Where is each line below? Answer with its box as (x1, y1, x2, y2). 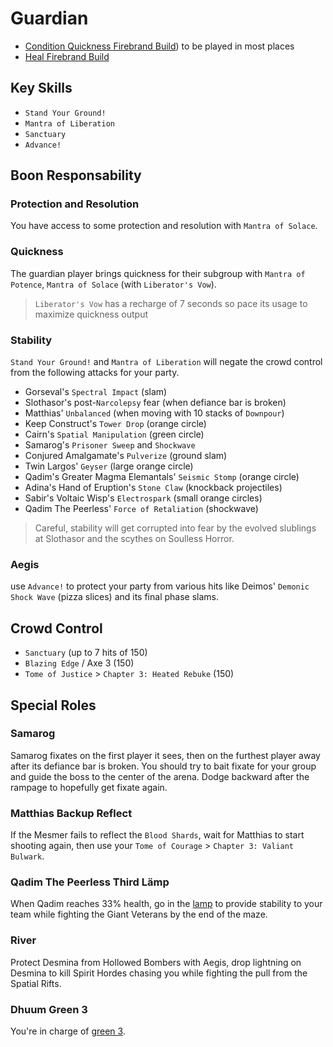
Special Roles (10, 697, 97, 714)
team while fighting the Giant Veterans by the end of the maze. (10, 908, 268, 921)
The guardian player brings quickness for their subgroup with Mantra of (10, 267, 306, 279)
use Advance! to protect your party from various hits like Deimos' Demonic (10, 580, 310, 592)
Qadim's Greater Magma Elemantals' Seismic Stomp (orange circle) (24, 471, 300, 483)
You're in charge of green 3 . (10, 1025, 126, 1037)
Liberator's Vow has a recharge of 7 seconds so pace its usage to (34, 297, 308, 309)
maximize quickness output (34, 308, 148, 320)
